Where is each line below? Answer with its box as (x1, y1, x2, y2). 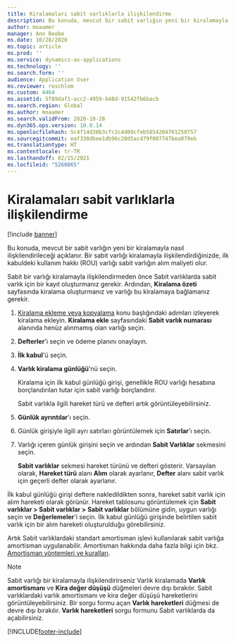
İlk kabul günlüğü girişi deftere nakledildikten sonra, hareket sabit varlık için (7, 490, 225, 498)
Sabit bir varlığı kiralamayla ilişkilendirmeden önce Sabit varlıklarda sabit (7, 272, 217, 281)
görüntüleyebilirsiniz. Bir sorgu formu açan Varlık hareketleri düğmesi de (7, 598, 220, 607)
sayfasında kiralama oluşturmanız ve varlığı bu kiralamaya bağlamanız (7, 287, 210, 296)
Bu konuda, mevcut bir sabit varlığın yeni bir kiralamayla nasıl (7, 243, 185, 252)
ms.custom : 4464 (7, 89, 55, 96)
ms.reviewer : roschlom (7, 83, 74, 90)
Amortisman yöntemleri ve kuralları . (7, 548, 111, 557)
